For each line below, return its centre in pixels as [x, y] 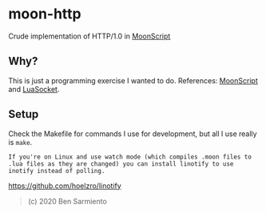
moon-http [45, 14]
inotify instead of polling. [57, 171]
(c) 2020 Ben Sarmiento [67, 201]
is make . [20, 142]
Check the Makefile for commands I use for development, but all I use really [133, 134]
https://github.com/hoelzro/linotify [65, 186]
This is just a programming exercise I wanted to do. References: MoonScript [133, 80]
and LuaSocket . [34, 89]
